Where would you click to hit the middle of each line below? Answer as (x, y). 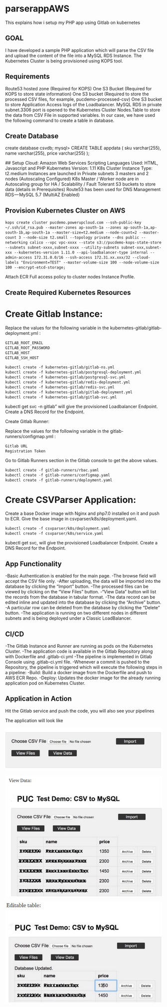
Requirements (27, 77)
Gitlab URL (16, 446)
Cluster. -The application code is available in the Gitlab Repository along (79, 651)
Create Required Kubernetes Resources (68, 292)
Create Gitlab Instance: (54, 314)
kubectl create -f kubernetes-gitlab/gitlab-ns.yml (60, 367)
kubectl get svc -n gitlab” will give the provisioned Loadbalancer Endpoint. (82, 406)
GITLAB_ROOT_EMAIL (24, 343)
